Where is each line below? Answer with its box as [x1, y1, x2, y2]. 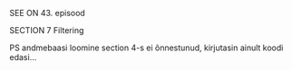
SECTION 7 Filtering [9, 25, 84, 35]
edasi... [9, 52, 37, 62]
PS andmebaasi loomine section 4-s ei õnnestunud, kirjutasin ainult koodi [9, 42, 284, 53]
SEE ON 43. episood [9, 8, 86, 18]
